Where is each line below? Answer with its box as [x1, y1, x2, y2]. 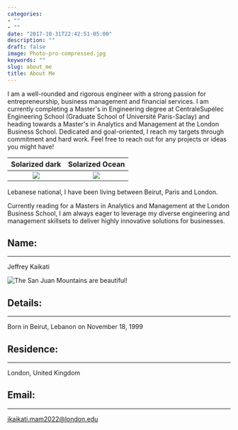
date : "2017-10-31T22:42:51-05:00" [7, 30, 113, 38]
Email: [7, 389, 35, 402]
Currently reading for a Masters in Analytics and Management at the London [7, 201, 230, 210]
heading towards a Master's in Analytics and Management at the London [7, 119, 220, 128]
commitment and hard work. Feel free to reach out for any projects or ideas [7, 134, 227, 143]
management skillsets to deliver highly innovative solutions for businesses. [7, 216, 225, 225]
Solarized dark [11, 159, 62, 169]
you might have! [7, 142, 55, 151]
